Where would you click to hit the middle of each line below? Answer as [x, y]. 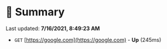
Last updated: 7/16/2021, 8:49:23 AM [53, 28]
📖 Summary [35, 12]
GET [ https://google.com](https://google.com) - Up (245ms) [88, 40]
